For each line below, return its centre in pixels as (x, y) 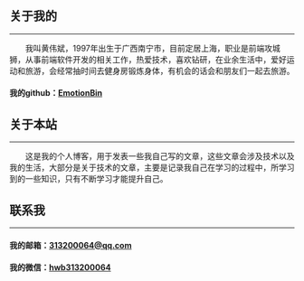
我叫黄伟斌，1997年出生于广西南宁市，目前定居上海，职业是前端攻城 (153, 48)
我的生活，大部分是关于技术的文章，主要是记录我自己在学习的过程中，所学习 (152, 168)
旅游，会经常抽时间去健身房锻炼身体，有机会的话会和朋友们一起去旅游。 (160, 70)
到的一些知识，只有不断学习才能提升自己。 (89, 179)
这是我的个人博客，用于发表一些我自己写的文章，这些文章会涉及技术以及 (160, 156)
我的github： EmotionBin (56, 93)
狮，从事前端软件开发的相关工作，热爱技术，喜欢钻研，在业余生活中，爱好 (148, 59)
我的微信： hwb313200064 (60, 267)
